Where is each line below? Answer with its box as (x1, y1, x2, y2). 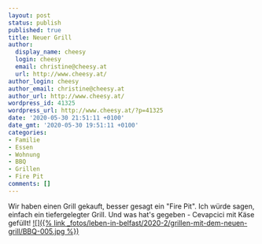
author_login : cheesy (8, 77, 79, 85)
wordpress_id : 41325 (8, 99, 76, 107)
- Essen (8, 143, 34, 151)
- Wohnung (8, 150, 41, 158)
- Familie (8, 135, 41, 144)
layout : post (8, 11, 51, 20)
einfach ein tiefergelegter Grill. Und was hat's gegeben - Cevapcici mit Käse (8, 209, 255, 219)
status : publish (8, 19, 61, 27)
